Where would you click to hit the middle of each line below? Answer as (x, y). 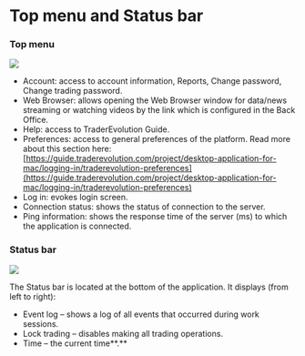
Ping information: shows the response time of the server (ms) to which (155, 217)
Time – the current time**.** (75, 343)
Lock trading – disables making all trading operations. (123, 333)
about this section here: (67, 149)
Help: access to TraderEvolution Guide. (96, 129)
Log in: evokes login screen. (76, 198)
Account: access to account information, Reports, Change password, (152, 81)
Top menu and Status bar (107, 16)
